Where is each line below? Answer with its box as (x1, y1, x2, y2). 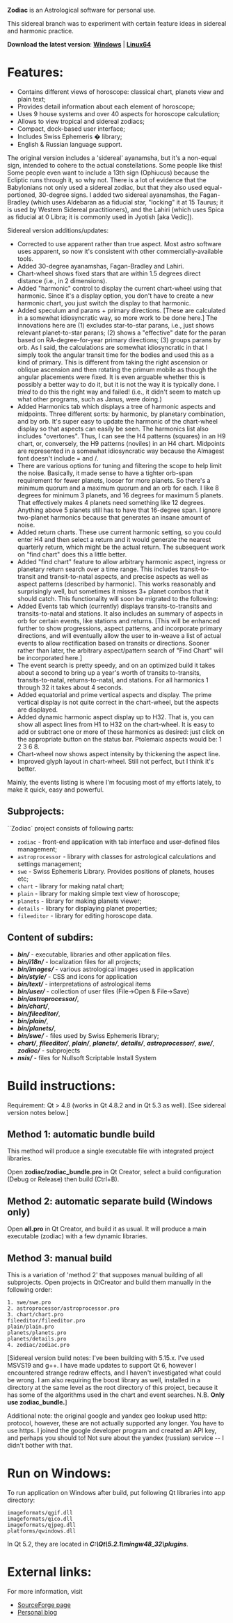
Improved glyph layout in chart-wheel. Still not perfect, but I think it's (17, 757, 214, 765)
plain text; (17, 95, 47, 103)
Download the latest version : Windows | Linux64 (7, 40, 152, 48)
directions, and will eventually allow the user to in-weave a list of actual (17, 631, 222, 639)
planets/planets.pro (7, 1329, 67, 1336)
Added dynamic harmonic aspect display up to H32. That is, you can (17, 712, 214, 721)
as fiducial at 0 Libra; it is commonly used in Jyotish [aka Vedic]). (7, 212, 194, 221)
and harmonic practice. (7, 27, 74, 35)
